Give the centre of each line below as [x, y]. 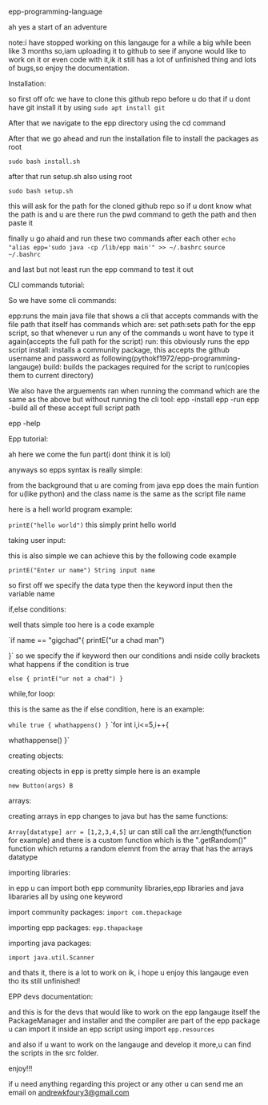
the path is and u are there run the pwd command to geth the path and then [132, 214]
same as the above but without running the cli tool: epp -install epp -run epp [134, 399]
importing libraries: [39, 872]
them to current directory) [51, 375]
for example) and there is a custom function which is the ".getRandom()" [128, 840]
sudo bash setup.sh [41, 191]
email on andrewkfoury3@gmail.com [69, 1092]
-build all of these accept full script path [74, 408]
